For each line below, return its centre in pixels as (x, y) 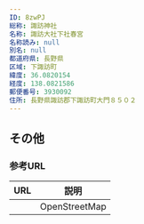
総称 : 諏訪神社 (33, 26)
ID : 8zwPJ (28, 17)
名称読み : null (35, 42)
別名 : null (28, 51)
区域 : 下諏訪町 (33, 68)
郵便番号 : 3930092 (41, 92)
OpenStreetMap (73, 207)
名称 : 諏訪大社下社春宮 (47, 34)
